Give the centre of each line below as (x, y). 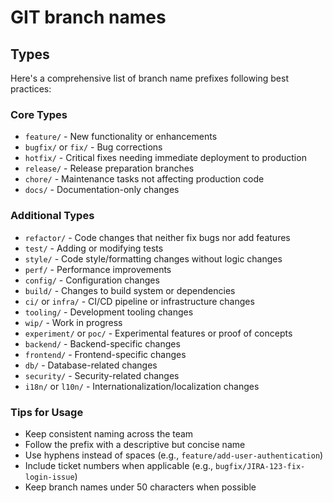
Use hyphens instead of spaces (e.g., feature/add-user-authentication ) (174, 455)
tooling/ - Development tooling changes (109, 312)
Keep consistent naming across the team (109, 433)
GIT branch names (88, 17)
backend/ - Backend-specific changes (102, 343)
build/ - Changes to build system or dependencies (130, 290)
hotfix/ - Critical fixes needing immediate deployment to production (165, 158)
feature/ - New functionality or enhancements (121, 137)
